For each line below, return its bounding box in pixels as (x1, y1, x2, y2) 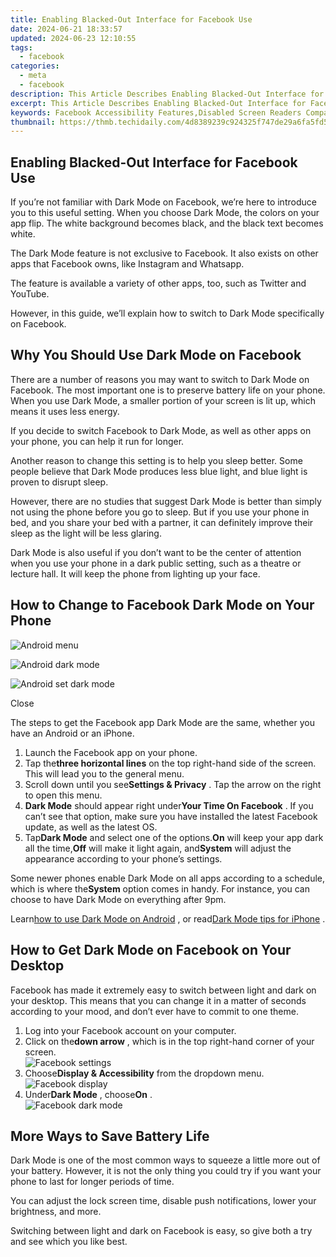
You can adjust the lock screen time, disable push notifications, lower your (10, 1195, 317, 1207)
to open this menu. (24, 789, 103, 801)
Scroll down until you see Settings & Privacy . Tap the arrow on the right (24, 778, 322, 790)
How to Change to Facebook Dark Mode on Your (10, 597, 315, 614)
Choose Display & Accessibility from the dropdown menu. (24, 1067, 265, 1079)
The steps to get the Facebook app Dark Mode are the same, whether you (10, 716, 315, 728)
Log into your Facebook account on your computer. (24, 1024, 237, 1036)
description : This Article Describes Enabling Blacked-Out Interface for (10, 89, 325, 99)
